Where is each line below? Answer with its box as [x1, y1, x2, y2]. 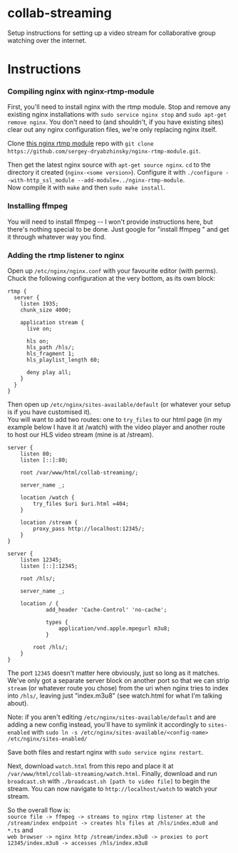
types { [45, 619, 69, 626]
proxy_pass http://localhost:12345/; [33, 525, 145, 532]
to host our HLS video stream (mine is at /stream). [7, 430, 155, 439]
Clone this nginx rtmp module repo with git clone [7, 139, 155, 148]
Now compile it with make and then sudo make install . [7, 183, 165, 192]
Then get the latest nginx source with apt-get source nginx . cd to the [7, 160, 211, 169]
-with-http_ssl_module [7, 177, 75, 185]
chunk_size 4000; [20, 306, 72, 314]
